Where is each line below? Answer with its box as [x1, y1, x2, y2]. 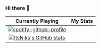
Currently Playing [15, 18, 59, 25]
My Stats [71, 18, 93, 25]
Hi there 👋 [5, 5, 30, 12]
